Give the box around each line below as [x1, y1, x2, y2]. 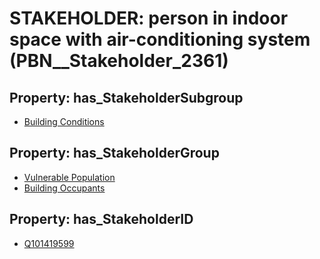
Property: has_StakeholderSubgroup [9, 89, 244, 106]
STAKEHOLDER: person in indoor [9, 7, 289, 30]
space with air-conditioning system [9, 28, 311, 51]
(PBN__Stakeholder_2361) [9, 50, 229, 72]
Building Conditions [23, 116, 105, 127]
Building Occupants [23, 182, 106, 194]
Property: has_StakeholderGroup [9, 145, 220, 162]
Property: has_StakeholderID [9, 211, 194, 228]
